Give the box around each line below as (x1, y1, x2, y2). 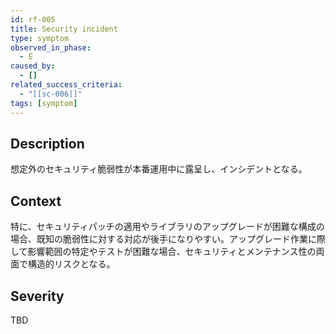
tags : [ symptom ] (10, 98, 78, 108)
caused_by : (10, 61, 56, 71)
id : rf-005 (10, 14, 56, 25)
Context (10, 192, 62, 210)
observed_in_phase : (10, 42, 92, 53)
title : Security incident (10, 24, 118, 34)
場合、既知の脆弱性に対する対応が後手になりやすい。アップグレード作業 (10, 233, 308, 245)
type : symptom (10, 33, 70, 43)
